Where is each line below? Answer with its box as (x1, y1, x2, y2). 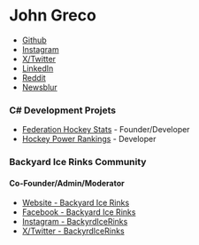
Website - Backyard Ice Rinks (21, 197, 130, 209)
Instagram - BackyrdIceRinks (21, 217, 128, 227)
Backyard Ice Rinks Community (9, 156, 147, 169)
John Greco (9, 5, 97, 26)
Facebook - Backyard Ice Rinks (21, 207, 136, 217)
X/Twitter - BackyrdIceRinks (21, 225, 126, 236)
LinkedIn (21, 63, 54, 74)
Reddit (21, 72, 46, 83)
